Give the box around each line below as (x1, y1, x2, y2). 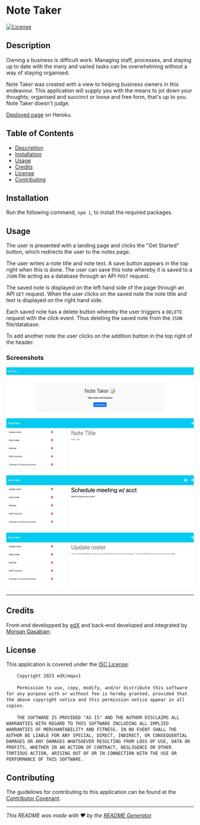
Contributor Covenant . (6, 795, 61, 802)
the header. (6, 339, 35, 346)
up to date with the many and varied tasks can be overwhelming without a (6, 63, 187, 70)
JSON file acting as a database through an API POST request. (6, 272, 150, 280)
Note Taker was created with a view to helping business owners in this (6, 80, 179, 88)
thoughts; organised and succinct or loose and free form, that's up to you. (6, 93, 187, 100)
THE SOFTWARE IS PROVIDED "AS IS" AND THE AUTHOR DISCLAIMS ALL (17, 715, 180, 721)
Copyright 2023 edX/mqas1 (17, 673, 82, 679)
